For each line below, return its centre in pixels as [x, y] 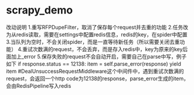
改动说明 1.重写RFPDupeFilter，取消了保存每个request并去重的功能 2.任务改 [97, 27]
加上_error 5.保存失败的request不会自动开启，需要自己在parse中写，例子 [99, 56]
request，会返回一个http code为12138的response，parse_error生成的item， [98, 78]
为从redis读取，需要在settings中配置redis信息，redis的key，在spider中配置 [97, 34]
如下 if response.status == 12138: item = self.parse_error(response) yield [94, 64]
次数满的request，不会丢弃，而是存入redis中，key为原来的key [108, 49]
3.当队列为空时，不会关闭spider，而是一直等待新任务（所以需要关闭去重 [93, 42]
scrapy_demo [40, 10]
